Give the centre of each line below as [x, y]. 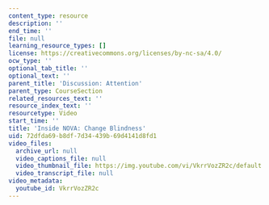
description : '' [36, 23]
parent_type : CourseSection [56, 91]
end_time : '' [30, 31]
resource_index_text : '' [50, 106]
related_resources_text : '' [56, 98]
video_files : [30, 143]
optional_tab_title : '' [48, 69]
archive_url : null [47, 151]
